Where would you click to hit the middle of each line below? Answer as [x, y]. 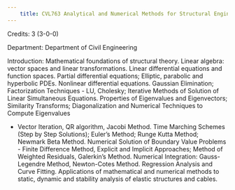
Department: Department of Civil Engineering [72, 47]
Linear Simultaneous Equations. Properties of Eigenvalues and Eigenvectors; [117, 98]
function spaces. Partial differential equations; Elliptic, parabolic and [105, 76]
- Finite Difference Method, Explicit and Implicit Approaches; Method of [120, 149]
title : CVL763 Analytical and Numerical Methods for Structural [115, 14]
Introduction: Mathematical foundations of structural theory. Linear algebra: [116, 61]
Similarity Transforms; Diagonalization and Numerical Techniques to [105, 105]
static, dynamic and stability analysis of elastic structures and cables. [117, 179]
